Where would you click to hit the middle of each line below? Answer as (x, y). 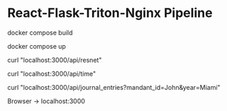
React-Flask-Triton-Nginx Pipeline (110, 13)
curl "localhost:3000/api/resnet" (55, 60)
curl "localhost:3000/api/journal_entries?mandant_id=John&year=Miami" (114, 87)
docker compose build (40, 33)
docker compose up (37, 46)
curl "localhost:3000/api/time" (52, 74)
